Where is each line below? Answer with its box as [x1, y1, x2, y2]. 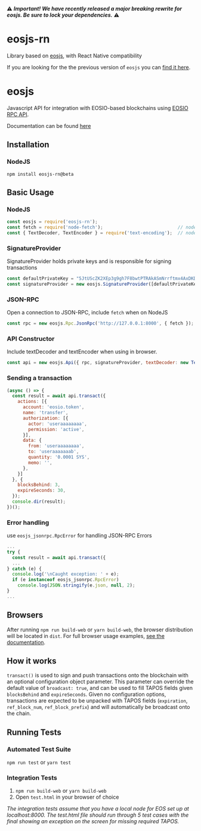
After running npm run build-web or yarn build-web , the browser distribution [7, 626, 193, 633]
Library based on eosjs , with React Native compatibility [7, 52, 143, 59]
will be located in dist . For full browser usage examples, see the [7, 632, 165, 639]
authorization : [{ [22, 415, 69, 421]
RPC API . [7, 111, 29, 118]
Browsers [7, 610, 44, 621]
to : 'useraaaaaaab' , [28, 448, 79, 455]
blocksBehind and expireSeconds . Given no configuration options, [7, 691, 166, 698]
